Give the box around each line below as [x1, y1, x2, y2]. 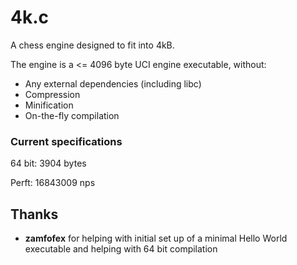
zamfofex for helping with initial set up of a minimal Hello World [24, 232, 288, 245]
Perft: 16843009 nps [10, 177, 96, 189]
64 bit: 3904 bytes [10, 157, 87, 170]
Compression [24, 88, 81, 100]
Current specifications [10, 134, 123, 148]
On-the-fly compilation [24, 109, 120, 121]
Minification [24, 99, 74, 111]
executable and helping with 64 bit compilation [24, 243, 218, 255]
